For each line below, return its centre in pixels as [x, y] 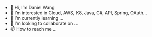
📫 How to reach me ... [33, 29]
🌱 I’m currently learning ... [37, 18]
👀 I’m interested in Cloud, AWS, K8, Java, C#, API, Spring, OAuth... [79, 13]
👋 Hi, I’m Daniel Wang [32, 8]
